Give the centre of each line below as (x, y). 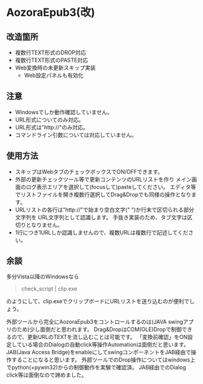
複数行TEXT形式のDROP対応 (51, 53)
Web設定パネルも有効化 (54, 75)
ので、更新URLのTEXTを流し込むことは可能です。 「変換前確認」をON (99, 337)
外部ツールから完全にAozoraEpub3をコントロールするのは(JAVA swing (95, 322)
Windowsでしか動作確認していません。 (64, 112)
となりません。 (44, 225)
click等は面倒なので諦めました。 (47, 375)
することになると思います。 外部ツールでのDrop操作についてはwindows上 (103, 360)
